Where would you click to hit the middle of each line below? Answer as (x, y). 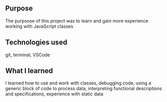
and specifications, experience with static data (54, 94)
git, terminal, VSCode (28, 55)
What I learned (29, 71)
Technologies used (36, 42)
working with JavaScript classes (39, 26)
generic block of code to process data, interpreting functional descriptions (84, 89)
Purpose (19, 8)
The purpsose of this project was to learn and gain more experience (77, 21)
